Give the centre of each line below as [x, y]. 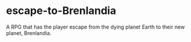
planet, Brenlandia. [29, 33]
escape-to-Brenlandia [61, 11]
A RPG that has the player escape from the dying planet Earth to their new [95, 27]
